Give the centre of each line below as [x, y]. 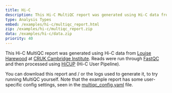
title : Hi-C [18, 10]
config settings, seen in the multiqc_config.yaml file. [78, 84]
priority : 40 [19, 39]
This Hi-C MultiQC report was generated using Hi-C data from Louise [78, 53]
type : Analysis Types [28, 19]
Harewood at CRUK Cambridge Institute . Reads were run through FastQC [82, 58]
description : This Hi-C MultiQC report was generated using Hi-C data [82, 15]
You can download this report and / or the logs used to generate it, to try [82, 74]
